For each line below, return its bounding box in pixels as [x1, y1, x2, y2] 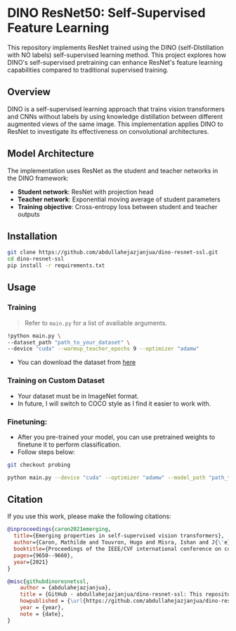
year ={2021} [13, 558, 49, 566]
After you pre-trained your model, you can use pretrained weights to [17, 432, 216, 441]
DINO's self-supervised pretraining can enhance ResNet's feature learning [7, 58, 223, 66]
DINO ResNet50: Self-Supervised [7, 5, 206, 21]
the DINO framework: [7, 174, 69, 182]
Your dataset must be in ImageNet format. [17, 392, 139, 400]
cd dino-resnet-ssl [7, 256, 65, 263]
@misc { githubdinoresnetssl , [7, 577, 90, 585]
